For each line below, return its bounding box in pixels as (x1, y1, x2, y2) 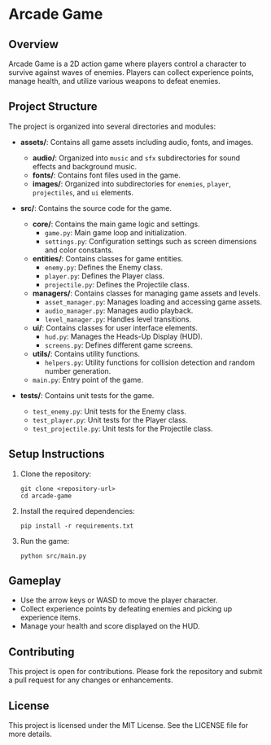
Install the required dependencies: (20, 506, 136, 515)
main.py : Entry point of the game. (32, 375, 144, 384)
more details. (8, 730, 53, 739)
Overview (8, 37, 59, 51)
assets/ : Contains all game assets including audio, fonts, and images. (20, 137, 254, 147)
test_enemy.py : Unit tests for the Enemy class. (32, 406, 187, 416)
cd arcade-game (20, 492, 72, 500)
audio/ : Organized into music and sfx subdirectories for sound (32, 152, 241, 163)
